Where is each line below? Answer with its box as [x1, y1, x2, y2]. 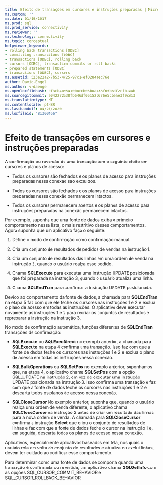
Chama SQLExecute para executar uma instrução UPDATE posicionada [12, 270, 155, 276]
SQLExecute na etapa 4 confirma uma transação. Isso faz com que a [12, 344, 150, 350]
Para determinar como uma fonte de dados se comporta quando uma [5, 459, 144, 465]
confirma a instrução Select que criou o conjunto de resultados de [12, 419, 146, 426]
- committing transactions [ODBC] [5, 52, 75, 57]
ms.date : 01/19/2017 [5, 16, 47, 21]
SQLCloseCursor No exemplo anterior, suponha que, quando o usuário [12, 399, 154, 405]
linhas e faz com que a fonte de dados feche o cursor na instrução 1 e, [12, 425, 153, 431]
